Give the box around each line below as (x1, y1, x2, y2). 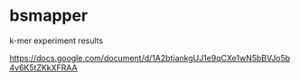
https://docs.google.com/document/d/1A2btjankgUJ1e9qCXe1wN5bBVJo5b (9, 52, 291, 63)
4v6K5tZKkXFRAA (9, 62, 79, 73)
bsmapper (9, 5, 89, 26)
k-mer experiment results (9, 35, 104, 46)
